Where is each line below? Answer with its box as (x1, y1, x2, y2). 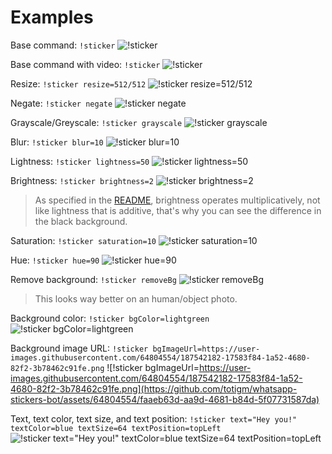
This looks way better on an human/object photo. (34, 292, 238, 305)
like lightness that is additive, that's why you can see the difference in (34, 204, 322, 216)
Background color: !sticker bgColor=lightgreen (10, 312, 210, 324)
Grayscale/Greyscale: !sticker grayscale (10, 116, 183, 128)
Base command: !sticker (10, 39, 116, 51)
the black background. (34, 215, 128, 227)
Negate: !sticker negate (10, 97, 113, 109)
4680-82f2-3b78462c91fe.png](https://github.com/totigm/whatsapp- (10, 382, 298, 395)
